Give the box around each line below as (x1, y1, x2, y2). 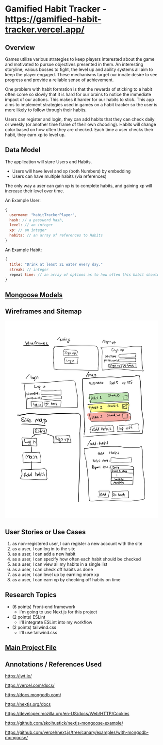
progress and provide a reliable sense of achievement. (5, 77, 114, 83)
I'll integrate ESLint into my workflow (19, 619, 93, 625)
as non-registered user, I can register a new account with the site (12, 541, 143, 546)
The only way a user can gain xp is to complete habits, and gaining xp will (5, 183, 152, 188)
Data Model (5, 146, 41, 154)
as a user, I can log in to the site (12, 545, 76, 552)
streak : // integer (9, 267, 49, 272)
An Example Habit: (5, 247, 42, 253)
